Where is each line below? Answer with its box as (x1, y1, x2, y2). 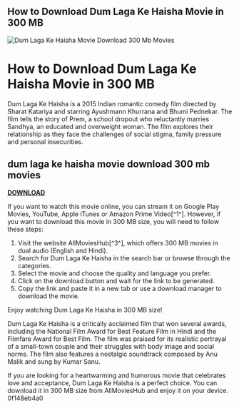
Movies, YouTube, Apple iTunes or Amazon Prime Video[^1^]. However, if (7, 210, 221, 218)
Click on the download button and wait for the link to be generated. (17, 276, 215, 285)
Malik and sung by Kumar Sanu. (7, 357, 101, 366)
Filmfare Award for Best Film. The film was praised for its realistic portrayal (7, 335, 227, 343)
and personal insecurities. (7, 137, 83, 146)
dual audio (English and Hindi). (17, 246, 108, 255)
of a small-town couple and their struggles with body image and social (7, 342, 215, 350)
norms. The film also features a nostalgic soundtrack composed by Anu (7, 350, 218, 358)
